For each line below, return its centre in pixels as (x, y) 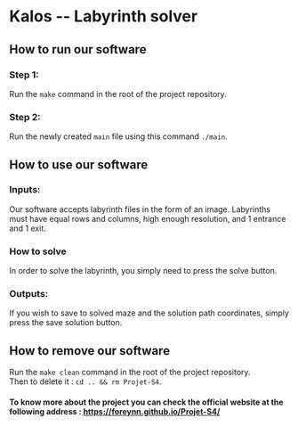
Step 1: (24, 75)
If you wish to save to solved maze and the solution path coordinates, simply (149, 313)
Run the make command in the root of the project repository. (118, 94)
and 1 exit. (28, 228)
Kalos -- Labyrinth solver (104, 16)
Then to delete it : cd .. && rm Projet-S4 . (85, 381)
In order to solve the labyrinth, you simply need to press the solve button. (143, 271)
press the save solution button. (66, 323)
